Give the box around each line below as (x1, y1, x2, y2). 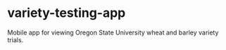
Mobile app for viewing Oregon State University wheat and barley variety (7, 28, 219, 37)
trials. (7, 35, 24, 44)
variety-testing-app (7, 5, 126, 21)
